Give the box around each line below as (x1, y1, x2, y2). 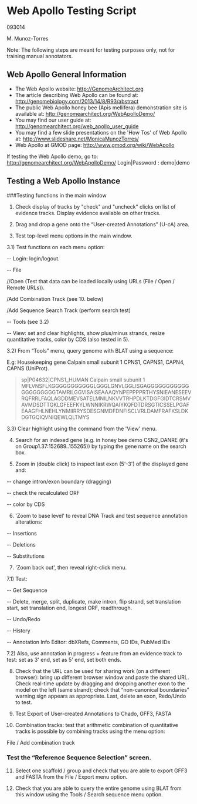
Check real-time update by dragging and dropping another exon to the (15, 680, 185, 687)
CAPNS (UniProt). (6, 364, 49, 371)
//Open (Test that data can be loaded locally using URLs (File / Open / (6, 277, 175, 284)
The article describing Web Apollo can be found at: (15, 91, 138, 98)
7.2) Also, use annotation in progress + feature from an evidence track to (6, 649, 182, 656)
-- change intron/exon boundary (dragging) (6, 478, 112, 485)
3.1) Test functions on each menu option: (6, 243, 105, 250)
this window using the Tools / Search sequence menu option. (15, 790, 163, 798)
